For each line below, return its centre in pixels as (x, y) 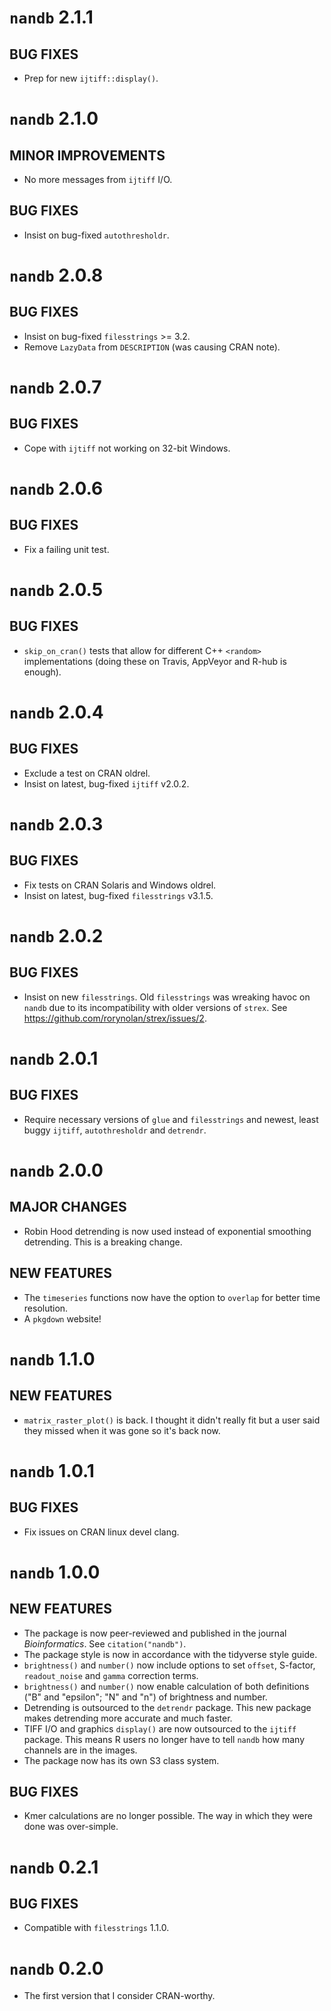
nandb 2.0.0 (56, 1170)
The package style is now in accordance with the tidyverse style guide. (170, 1654)
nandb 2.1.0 (54, 118)
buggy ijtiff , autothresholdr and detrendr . (115, 1130)
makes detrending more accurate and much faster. (128, 1718)
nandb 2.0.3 (56, 824)
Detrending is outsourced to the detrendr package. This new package (167, 1707)
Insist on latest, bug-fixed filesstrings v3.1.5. (118, 895)
